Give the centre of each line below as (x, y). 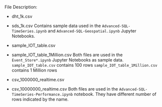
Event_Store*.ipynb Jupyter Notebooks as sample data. (67, 60)
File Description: (21, 7)
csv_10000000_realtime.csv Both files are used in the (65, 89)
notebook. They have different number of (115, 94)
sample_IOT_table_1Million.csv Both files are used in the (67, 55)
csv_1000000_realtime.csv (38, 80)
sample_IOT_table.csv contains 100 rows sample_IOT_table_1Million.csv (84, 65)
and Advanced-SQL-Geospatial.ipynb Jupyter (92, 31)
